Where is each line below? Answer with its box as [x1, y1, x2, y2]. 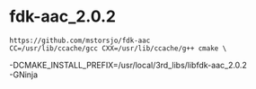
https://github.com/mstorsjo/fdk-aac [9, 36, 151, 45]
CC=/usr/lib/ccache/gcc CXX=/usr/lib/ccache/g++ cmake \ [9, 43, 227, 53]
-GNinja [9, 69, 39, 80]
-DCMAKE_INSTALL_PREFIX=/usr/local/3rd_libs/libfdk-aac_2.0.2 [9, 59, 247, 70]
